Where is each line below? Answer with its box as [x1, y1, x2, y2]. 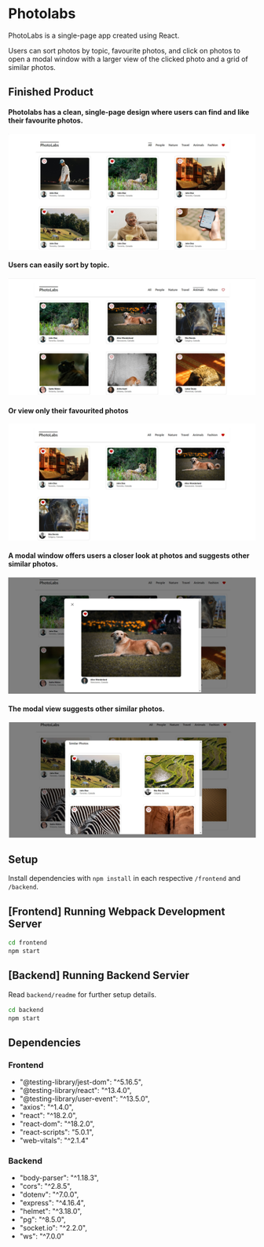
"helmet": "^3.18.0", [19, 1207, 82, 1216]
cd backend [8, 1006, 44, 1014]
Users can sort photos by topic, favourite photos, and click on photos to [8, 46, 241, 55]
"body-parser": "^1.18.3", [19, 1173, 100, 1183]
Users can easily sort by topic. [8, 260, 110, 270]
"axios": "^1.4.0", [19, 1102, 74, 1112]
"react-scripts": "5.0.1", [19, 1128, 94, 1137]
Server [8, 917, 42, 930]
